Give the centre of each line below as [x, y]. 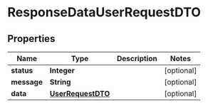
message [27, 82]
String [60, 82]
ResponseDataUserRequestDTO [104, 12]
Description [137, 59]
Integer [62, 70]
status [22, 70]
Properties [31, 39]
